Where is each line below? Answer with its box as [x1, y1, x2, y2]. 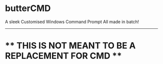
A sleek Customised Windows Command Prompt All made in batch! [5, 19, 139, 25]
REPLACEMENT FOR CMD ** [5, 51, 122, 62]
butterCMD [5, 3, 51, 14]
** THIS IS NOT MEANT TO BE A [5, 40, 136, 51]
